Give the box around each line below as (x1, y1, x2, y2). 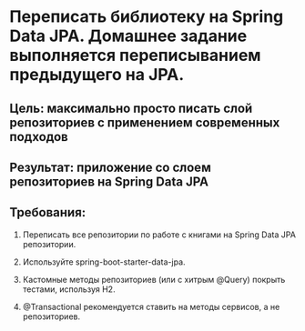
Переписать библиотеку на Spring (9, 6, 284, 27)
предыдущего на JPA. (9, 65, 185, 85)
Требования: (9, 205, 86, 220)
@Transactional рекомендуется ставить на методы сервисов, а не (22, 301, 280, 312)
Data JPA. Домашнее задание (9, 25, 248, 46)
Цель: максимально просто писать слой (9, 100, 253, 115)
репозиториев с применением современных (9, 115, 280, 130)
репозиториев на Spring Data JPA (9, 174, 209, 189)
